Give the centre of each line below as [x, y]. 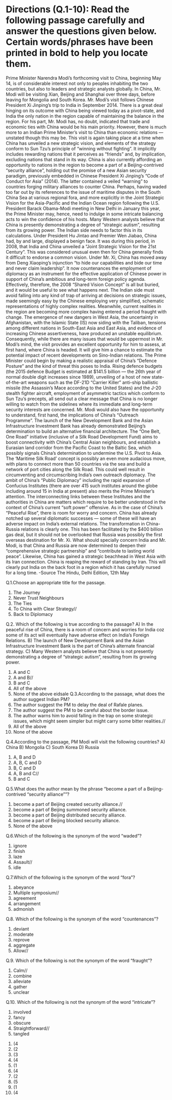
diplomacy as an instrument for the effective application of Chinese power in [86, 273]
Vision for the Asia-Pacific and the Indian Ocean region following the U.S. [83, 203]
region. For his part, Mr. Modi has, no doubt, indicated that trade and [78, 121]
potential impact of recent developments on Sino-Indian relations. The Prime [86, 355]
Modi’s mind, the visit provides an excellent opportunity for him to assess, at [86, 344]
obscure [22, 1023]
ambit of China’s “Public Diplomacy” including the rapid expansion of [78, 480]
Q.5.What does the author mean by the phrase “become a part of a [76, 788]
